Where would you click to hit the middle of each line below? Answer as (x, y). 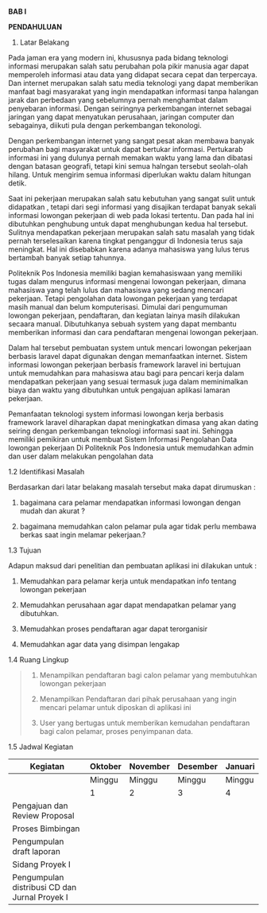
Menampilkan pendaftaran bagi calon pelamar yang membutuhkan (148, 675)
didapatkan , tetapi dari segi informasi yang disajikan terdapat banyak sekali (132, 207)
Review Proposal (43, 815)
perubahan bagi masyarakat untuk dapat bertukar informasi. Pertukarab (126, 149)
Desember (198, 766)
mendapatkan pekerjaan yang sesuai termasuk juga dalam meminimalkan (128, 382)
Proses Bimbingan (46, 829)
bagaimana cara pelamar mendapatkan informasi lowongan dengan (130, 502)
